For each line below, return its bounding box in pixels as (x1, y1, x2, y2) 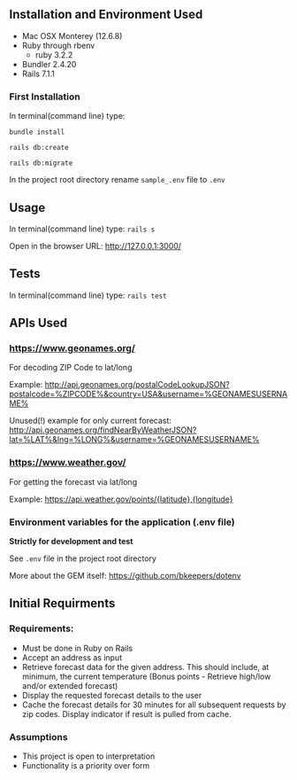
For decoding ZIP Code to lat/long (9, 363, 133, 373)
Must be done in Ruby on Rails (21, 643, 133, 653)
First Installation (9, 90, 81, 103)
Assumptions (9, 730, 68, 743)
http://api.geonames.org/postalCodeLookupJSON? (44, 379, 230, 390)
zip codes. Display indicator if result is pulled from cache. (21, 708, 232, 719)
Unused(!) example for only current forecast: (9, 416, 172, 426)
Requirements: (9, 622, 74, 635)
